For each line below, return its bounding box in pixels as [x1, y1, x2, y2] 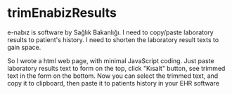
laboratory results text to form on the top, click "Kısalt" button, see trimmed [7, 64, 226, 72]
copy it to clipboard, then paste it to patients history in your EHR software [7, 79, 220, 87]
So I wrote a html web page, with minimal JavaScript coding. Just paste [7, 56, 214, 65]
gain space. [7, 43, 41, 51]
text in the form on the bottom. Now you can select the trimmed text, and [7, 72, 219, 80]
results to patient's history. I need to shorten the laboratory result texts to [7, 35, 219, 43]
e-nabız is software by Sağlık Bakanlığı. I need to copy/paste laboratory [7, 28, 214, 36]
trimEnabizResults [7, 5, 117, 21]
